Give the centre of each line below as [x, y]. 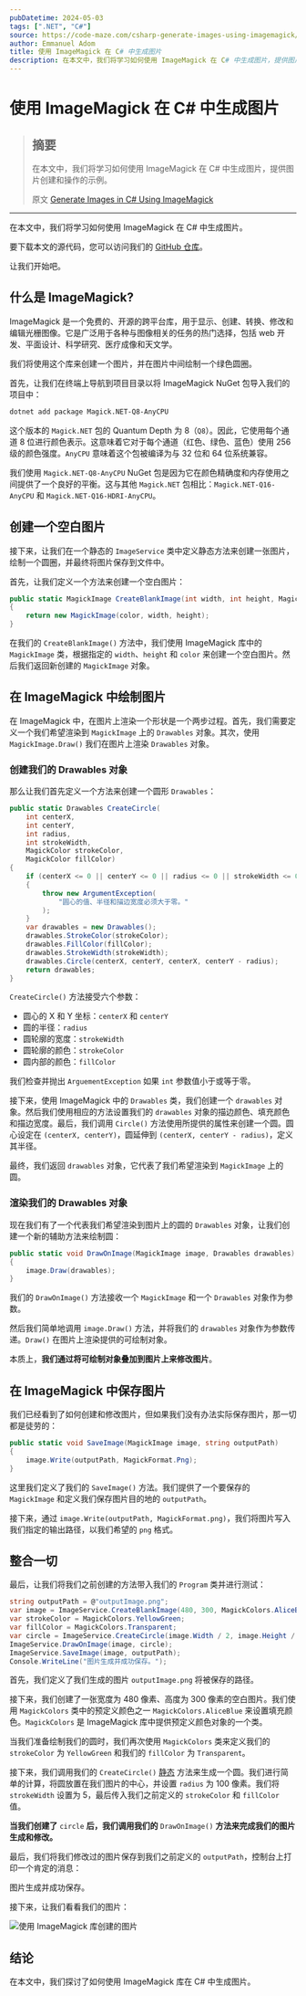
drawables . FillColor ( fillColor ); [89, 945]
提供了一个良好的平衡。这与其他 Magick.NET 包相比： [116, 484]
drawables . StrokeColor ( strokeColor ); [97, 936]
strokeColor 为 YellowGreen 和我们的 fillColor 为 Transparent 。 [130, 1753]
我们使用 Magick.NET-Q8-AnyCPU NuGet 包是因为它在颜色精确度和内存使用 [146, 472]
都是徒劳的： [33, 1426]
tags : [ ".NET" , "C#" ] [51, 26]
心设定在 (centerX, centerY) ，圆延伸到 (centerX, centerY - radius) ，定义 [152, 1135]
